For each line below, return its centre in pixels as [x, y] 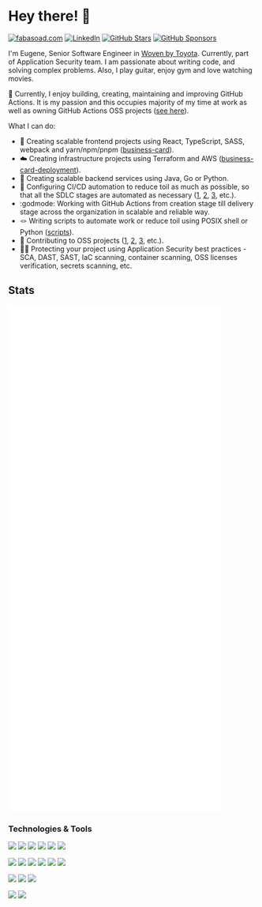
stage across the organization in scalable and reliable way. [115, 212]
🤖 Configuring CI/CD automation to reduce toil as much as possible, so [135, 186]
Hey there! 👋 [49, 16]
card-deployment [48, 170]
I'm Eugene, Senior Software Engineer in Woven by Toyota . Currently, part [128, 53]
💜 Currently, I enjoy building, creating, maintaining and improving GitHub [125, 93]
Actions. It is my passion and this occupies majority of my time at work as [127, 102]
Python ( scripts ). [47, 231]
